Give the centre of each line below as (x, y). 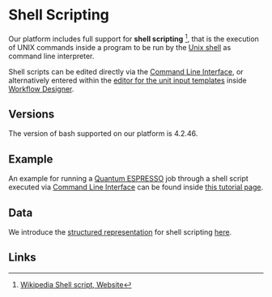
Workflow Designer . (41, 89)
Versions (32, 114)
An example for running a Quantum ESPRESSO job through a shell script (128, 179)
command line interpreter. (51, 56)
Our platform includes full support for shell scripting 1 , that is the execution (134, 38)
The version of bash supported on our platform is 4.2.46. (103, 134)
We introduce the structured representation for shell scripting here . (120, 232)
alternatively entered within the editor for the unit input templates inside (127, 80)
